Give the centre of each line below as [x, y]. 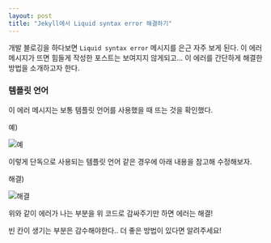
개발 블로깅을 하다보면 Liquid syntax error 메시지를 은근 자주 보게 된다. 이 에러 [135, 47]
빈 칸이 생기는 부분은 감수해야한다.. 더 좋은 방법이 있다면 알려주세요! [115, 230]
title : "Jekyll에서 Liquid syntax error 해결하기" [90, 23]
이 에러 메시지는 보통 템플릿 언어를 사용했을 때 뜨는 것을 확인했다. [111, 109]
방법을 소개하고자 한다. [44, 68]
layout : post [30, 16]
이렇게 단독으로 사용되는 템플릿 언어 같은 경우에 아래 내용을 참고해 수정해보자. [130, 161]
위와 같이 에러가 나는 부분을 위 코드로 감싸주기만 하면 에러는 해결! [111, 213]
